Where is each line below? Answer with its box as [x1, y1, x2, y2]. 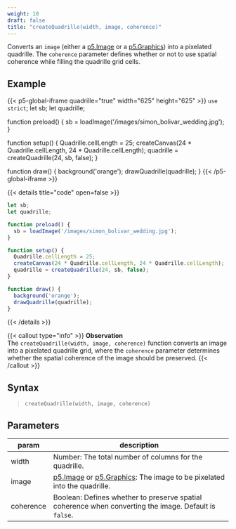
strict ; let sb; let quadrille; [7, 104, 86, 112]
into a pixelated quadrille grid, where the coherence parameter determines [7, 346, 220, 355]
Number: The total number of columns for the [53, 452, 203, 462]
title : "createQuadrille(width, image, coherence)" [7, 23, 162, 30]
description [119, 440, 159, 450]
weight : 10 [7, 10, 39, 18]
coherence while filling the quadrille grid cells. [7, 58, 140, 66]
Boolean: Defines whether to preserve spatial [53, 492, 202, 502]
